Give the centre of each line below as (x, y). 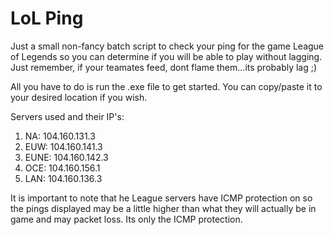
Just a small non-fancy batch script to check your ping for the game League (167, 46)
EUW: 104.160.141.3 (63, 146)
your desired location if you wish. (79, 97)
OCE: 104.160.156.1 (62, 168)
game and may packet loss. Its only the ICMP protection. (126, 219)
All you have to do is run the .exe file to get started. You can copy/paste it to (166, 86)
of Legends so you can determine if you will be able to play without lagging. (166, 56)
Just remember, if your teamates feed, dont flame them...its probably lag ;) (164, 67)
